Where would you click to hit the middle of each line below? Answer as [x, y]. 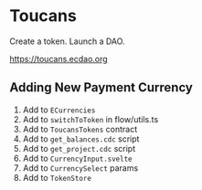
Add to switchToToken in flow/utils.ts [90, 119]
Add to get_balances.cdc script [81, 139]
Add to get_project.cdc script [79, 148]
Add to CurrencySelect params [80, 168]
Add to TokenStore [57, 177]
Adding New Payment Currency [101, 88]
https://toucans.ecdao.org [58, 58]
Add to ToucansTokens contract [80, 129]
